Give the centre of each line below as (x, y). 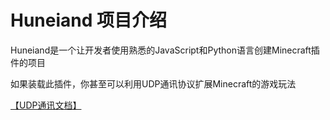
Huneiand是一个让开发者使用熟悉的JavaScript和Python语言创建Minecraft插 (165, 50)
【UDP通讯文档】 (46, 105)
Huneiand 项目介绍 (89, 20)
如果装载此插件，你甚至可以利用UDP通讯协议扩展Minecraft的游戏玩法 (153, 83)
